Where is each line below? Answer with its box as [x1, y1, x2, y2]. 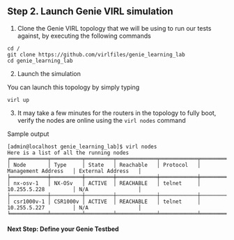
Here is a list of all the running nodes [7, 149, 130, 156]
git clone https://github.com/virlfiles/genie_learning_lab [7, 51, 186, 58]
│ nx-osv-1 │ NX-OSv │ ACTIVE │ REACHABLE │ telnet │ [7, 179, 201, 187]
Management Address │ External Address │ [7, 167, 141, 174]
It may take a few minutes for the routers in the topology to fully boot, [17, 108, 217, 117]
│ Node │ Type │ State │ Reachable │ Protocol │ [7, 161, 201, 168]
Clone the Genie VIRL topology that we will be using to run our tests [17, 24, 212, 32]
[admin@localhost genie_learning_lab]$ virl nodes [7, 143, 157, 150]
